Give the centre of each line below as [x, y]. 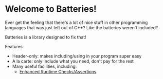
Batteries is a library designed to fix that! [46, 37]
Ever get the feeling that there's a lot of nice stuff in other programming [77, 22]
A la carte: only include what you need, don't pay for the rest [73, 61]
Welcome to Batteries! [51, 9]
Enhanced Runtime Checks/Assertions [58, 71]
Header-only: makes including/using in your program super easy [77, 56]
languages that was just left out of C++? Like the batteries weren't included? [81, 27]
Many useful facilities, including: [44, 66]
